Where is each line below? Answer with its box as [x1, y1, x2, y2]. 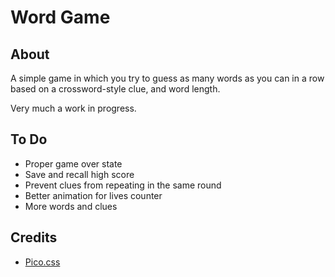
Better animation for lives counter [24, 189, 163, 201]
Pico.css [24, 256, 61, 268]
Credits [10, 229, 58, 246]
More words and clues [24, 200, 118, 212]
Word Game [10, 6, 111, 29]
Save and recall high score [24, 168, 135, 180]
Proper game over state [24, 157, 123, 170]
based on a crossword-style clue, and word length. [10, 83, 221, 95]
